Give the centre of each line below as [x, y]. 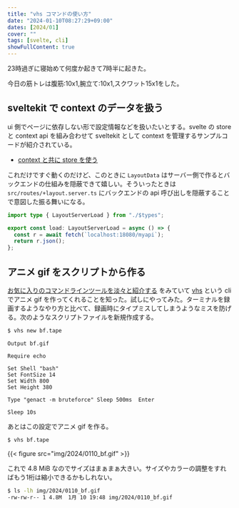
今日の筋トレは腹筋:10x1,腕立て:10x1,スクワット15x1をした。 [95, 83]
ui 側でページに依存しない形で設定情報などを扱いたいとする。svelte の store [119, 126]
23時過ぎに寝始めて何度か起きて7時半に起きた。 [79, 68]
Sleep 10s [22, 412]
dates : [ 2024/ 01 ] [33, 27]
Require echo [27, 356]
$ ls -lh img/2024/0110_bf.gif [54, 491]
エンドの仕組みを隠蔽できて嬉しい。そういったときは [98, 183]
